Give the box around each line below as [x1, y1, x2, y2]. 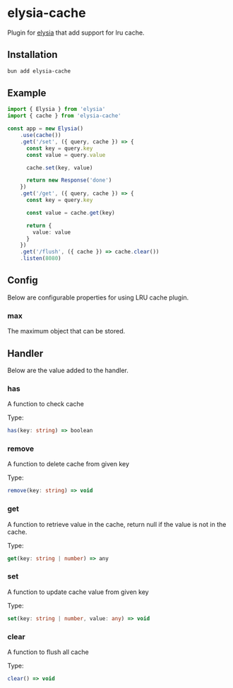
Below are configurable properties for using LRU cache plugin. [7, 293, 189, 302]
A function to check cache [7, 400, 85, 408]
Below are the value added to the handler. [7, 366, 129, 374]
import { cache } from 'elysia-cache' [7, 112, 121, 119]
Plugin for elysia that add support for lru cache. [7, 28, 145, 37]
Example [7, 87, 47, 100]
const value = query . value [25, 151, 106, 158]
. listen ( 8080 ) [20, 255, 61, 262]
